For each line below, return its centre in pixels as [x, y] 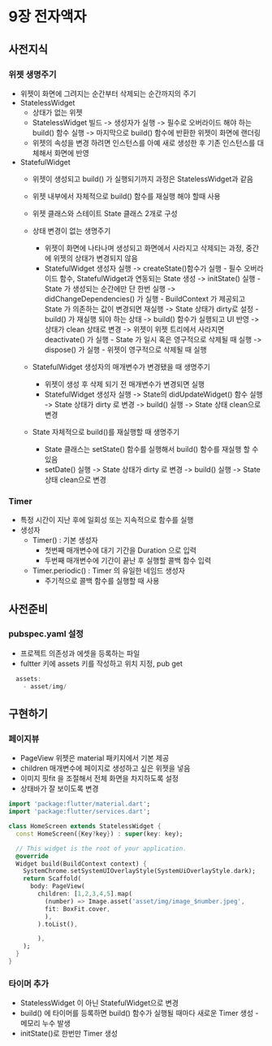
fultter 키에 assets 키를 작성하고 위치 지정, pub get [101, 663]
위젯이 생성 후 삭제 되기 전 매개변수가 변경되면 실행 [125, 384]
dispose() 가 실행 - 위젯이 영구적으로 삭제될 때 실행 [125, 349]
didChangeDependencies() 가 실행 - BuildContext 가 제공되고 [145, 298]
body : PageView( [57, 887]
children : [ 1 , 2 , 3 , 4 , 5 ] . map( [85, 894]
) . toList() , [58, 924]
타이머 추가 [29, 983]
